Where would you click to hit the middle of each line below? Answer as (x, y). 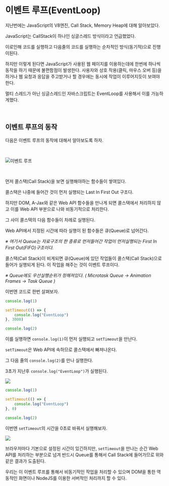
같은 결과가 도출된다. (25, 461)
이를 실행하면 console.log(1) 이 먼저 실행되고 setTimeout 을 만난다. (71, 339)
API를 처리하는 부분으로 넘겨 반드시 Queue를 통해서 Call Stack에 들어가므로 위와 (84, 455)
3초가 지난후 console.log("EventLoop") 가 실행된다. (57, 371)
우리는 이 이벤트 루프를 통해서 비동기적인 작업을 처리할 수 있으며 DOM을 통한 (80, 472)
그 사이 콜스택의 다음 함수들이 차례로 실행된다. (50, 220)
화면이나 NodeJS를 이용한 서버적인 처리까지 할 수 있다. (73, 478)
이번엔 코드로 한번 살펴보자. (32, 291)
